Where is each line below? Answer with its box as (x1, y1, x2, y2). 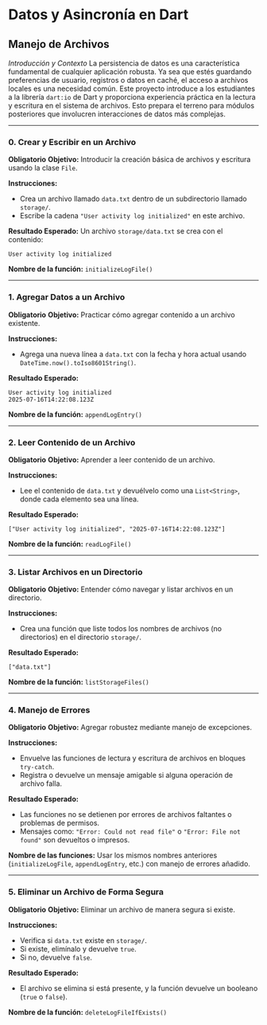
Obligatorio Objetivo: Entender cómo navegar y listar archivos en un (8, 584, 234, 595)
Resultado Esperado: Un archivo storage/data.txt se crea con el (8, 226, 223, 236)
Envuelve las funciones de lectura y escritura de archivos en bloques (19, 753, 246, 763)
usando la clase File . (8, 163, 78, 173)
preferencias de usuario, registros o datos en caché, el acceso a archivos (8, 76, 249, 84)
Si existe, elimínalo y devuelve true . (19, 944, 137, 953)
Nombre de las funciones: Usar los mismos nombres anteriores (8, 850, 218, 860)
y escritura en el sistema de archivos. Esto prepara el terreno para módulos (8, 101, 255, 110)
